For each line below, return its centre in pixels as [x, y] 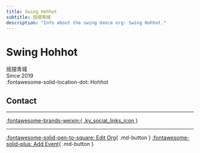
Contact [21, 101]
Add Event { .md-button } [64, 144]
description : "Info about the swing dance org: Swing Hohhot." [86, 23]
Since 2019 [20, 76]
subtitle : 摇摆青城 [29, 17]
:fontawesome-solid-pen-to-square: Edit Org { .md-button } [79, 138]
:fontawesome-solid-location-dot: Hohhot [57, 82]
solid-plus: [19, 144]
